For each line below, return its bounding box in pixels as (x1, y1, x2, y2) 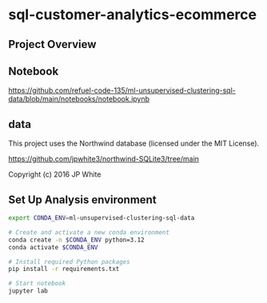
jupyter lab (8, 287, 48, 295)
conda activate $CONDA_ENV (8, 243, 98, 251)
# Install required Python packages (8, 257, 130, 265)
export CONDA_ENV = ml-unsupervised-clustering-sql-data (8, 214, 195, 222)
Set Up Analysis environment (8, 193, 157, 206)
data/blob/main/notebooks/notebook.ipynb (8, 94, 150, 104)
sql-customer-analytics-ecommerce (8, 6, 257, 24)
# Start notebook (8, 280, 66, 288)
